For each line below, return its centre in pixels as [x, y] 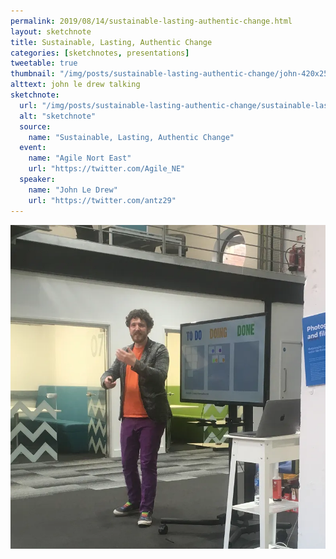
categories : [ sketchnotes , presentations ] [100, 53]
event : [33, 148]
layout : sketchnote [51, 31]
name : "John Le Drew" [73, 190]
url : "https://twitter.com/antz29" [102, 200]
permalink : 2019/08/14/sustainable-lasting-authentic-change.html [151, 21]
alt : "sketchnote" [58, 116]
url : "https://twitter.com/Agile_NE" [107, 169]
